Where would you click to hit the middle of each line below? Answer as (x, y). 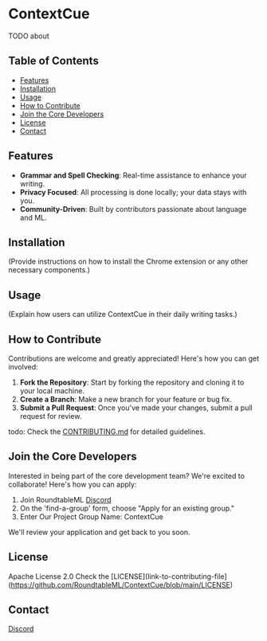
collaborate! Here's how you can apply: (73, 484)
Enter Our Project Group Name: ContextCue (91, 516)
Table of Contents (54, 61)
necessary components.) (49, 270)
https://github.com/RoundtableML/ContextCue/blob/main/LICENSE (121, 584)
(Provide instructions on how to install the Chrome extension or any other (128, 262)
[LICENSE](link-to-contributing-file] (169, 576)
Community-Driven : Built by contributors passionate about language (133, 209)
